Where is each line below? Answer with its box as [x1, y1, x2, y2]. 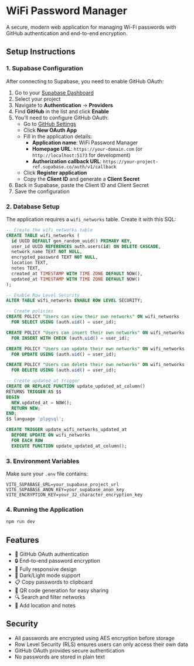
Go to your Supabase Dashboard [14, 89, 94, 96]
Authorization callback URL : [32, 157, 102, 165]
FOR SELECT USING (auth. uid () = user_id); [11, 319, 117, 325]
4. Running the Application [6, 505, 84, 513]
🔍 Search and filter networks [14, 593, 86, 600]
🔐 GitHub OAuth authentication [14, 550, 89, 557]
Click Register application [23, 169, 87, 176]
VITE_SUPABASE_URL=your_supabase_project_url [6, 481, 119, 488]
